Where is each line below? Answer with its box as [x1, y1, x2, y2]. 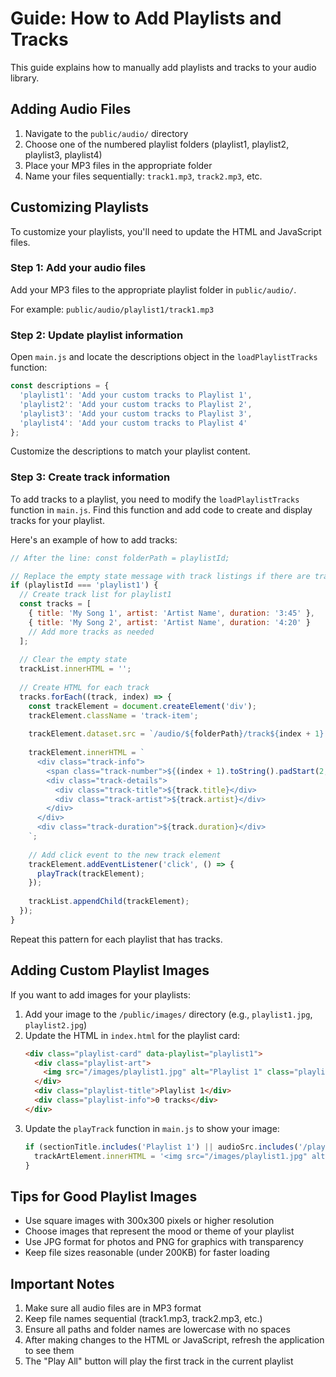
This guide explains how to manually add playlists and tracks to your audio [10, 61, 317, 73]
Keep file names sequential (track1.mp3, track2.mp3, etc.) [24, 1313, 263, 1325]
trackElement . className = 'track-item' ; [28, 710, 199, 721]
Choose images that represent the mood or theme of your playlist [24, 1225, 295, 1237]
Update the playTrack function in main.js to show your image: [24, 1122, 280, 1134]
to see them [24, 1345, 75, 1357]
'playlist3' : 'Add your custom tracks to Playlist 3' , [19, 408, 253, 419]
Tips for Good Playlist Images [10, 1188, 198, 1205]
